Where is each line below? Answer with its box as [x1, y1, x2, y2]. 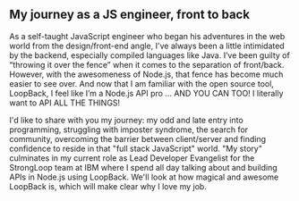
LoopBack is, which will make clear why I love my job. [9, 180, 208, 191]
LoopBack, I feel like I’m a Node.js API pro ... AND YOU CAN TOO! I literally [9, 88, 284, 98]
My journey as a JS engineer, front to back [9, 7, 251, 22]
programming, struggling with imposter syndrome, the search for [9, 124, 249, 135]
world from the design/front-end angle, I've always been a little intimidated [9, 40, 285, 51]
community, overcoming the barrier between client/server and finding [9, 133, 267, 144]
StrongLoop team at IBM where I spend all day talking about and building [9, 162, 278, 172]
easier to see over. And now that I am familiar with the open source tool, [9, 78, 275, 88]
